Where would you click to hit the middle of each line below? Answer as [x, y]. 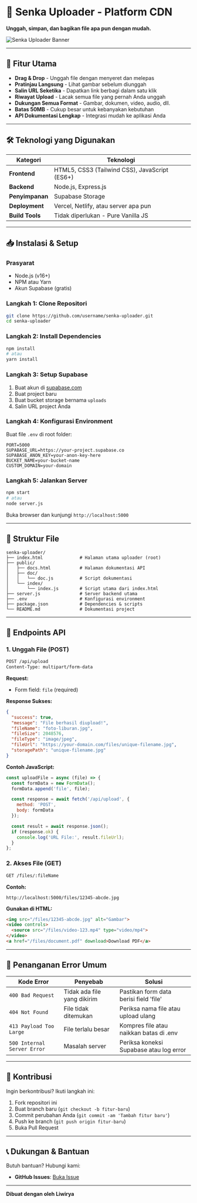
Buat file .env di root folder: [39, 434]
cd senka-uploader [28, 321]
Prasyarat [20, 263]
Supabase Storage [79, 196]
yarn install [22, 359]
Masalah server [85, 1046]
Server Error [27, 1049]
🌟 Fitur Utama [31, 64]
